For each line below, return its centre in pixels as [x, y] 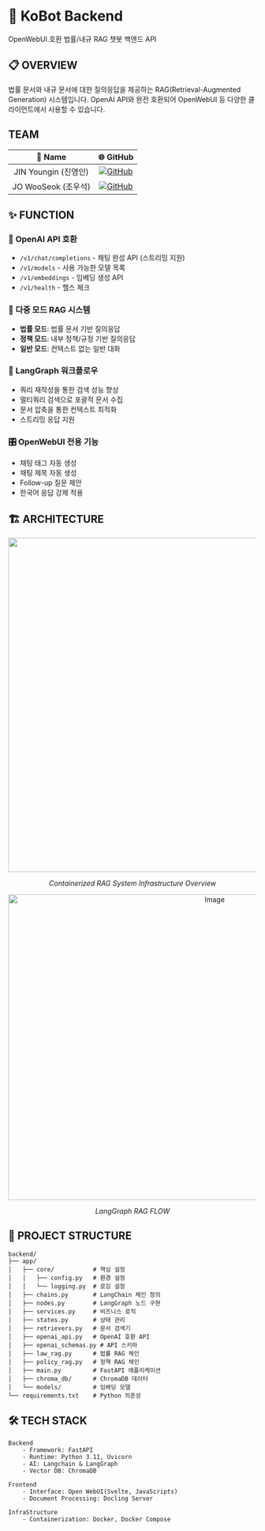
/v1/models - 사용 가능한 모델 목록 [73, 267]
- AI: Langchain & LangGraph [70, 1464]
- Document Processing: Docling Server [88, 1499]
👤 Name [52, 157]
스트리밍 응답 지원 [47, 419]
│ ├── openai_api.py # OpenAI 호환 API [79, 1336]
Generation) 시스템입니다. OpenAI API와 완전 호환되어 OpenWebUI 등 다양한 [127, 99]
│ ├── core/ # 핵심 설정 [67, 1269]
